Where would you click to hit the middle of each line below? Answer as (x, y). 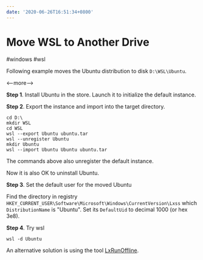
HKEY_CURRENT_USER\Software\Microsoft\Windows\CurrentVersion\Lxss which (102, 203)
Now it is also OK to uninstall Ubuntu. (53, 173)
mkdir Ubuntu (23, 144)
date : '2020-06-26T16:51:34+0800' (50, 12)
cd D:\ (15, 117)
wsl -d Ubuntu (24, 239)
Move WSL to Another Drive (78, 42)
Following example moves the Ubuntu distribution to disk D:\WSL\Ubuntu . (97, 71)
